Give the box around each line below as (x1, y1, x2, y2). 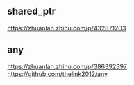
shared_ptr (7, 6, 56, 17)
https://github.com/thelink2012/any (7, 69, 108, 78)
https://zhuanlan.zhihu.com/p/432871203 (7, 23, 126, 32)
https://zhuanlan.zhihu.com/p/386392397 (7, 62, 127, 70)
